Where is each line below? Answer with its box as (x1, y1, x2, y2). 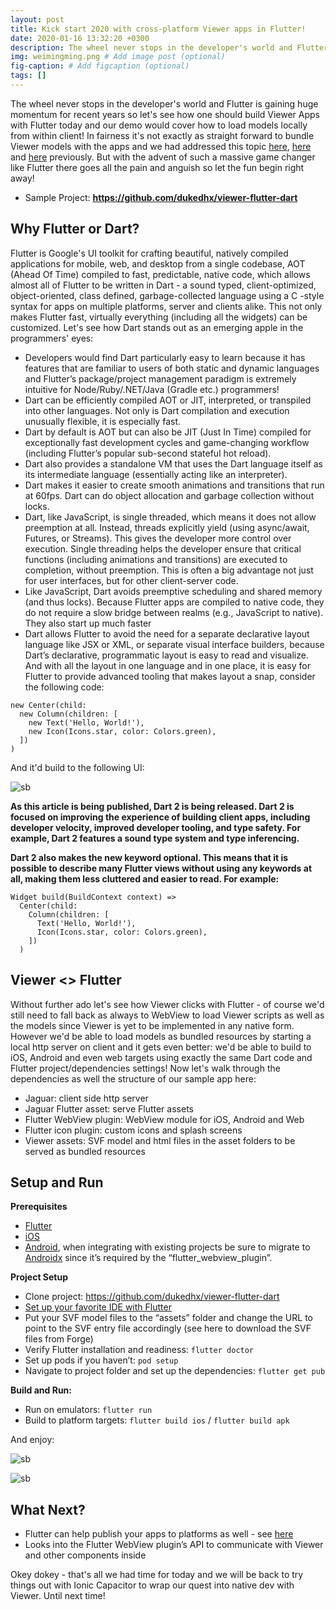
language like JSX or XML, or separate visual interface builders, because (24, 638, 325, 650)
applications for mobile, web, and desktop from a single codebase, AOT (10, 257, 306, 270)
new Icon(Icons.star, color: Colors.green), (28, 726, 217, 736)
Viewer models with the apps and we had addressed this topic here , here (10, 140, 312, 152)
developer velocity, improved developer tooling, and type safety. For (10, 821, 302, 833)
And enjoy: (10, 1434, 55, 1446)
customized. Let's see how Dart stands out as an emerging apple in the (10, 321, 304, 333)
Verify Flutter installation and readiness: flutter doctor (24, 1344, 255, 1356)
